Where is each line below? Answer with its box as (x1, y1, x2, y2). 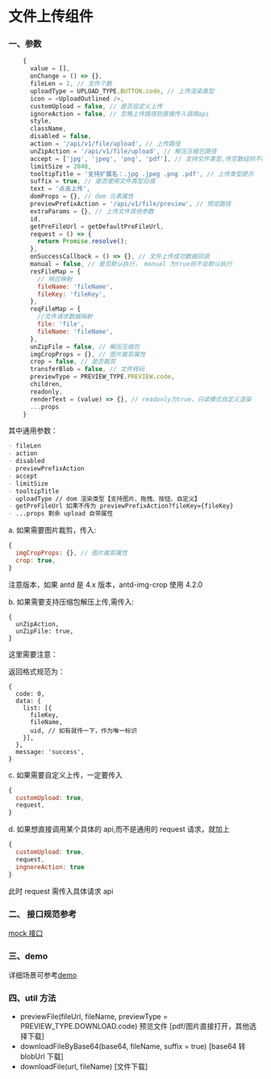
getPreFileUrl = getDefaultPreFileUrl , (29, 222, 164, 230)
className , (29, 124, 67, 133)
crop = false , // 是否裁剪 (29, 357, 116, 366)
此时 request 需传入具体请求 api (8, 886, 114, 896)
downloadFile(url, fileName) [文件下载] (19, 1061, 148, 1071)
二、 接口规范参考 (8, 908, 77, 920)
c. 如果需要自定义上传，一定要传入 (8, 769, 123, 780)
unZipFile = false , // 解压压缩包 (29, 343, 140, 351)
